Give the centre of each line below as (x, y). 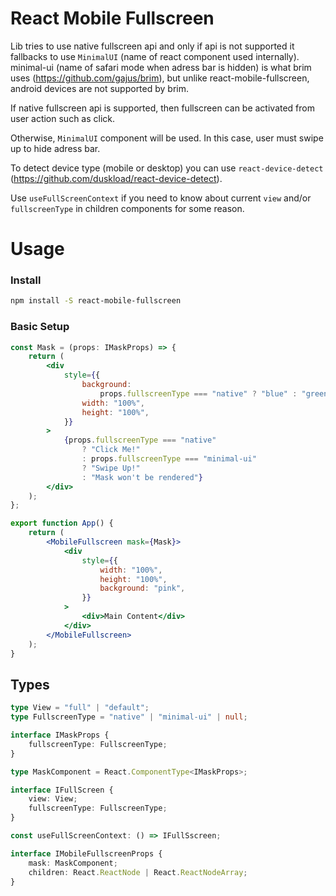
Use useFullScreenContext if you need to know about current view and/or (161, 198)
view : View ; (53, 799)
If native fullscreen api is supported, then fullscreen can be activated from (162, 108)
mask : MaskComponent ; (73, 863)
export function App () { (62, 523)
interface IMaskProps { (60, 735)
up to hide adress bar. (55, 148)
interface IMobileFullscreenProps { (86, 853)
